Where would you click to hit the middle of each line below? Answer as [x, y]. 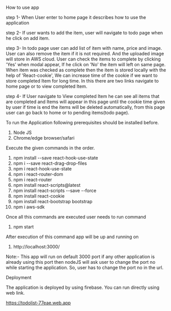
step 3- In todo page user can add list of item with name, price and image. [84, 48]
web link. [15, 293]
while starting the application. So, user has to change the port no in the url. [85, 267]
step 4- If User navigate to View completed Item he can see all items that [83, 96]
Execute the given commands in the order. [50, 148]
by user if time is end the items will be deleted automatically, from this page [85, 107]
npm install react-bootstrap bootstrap [53, 201]
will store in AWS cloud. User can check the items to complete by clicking [83, 59]
